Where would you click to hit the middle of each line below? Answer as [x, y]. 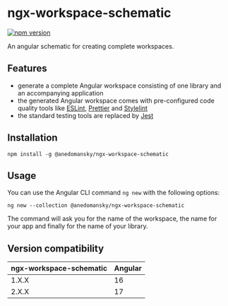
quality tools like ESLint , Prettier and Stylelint [83, 108]
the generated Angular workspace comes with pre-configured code [116, 100]
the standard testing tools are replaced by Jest [85, 115]
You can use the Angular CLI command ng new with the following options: [114, 193]
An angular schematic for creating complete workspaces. [91, 46]
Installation [32, 138]
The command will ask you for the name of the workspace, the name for [112, 219]
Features [27, 69]
